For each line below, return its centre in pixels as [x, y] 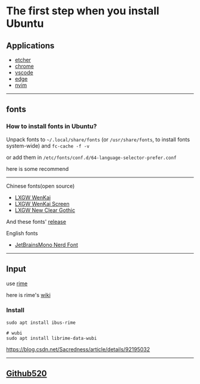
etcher [23, 60]
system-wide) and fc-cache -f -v [48, 146]
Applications [30, 46]
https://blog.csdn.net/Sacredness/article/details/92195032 [78, 349]
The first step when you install [83, 11]
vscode [24, 72]
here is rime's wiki [28, 295]
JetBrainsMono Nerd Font [46, 245]
